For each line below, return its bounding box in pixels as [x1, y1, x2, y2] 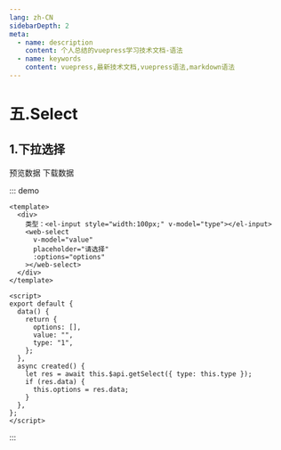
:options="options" [32, 252, 105, 261]
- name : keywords [17, 54, 82, 63]
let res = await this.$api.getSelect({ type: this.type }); [25, 369, 253, 379]
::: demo [9, 184, 40, 196]
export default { [9, 299, 74, 308]
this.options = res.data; [32, 385, 129, 394]
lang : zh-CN [9, 12, 53, 22]
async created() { [17, 362, 86, 371]
